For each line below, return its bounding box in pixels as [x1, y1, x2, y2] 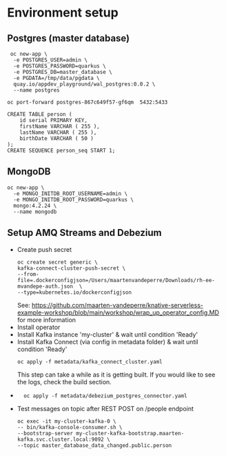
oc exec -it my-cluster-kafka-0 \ [17, 417, 116, 425]
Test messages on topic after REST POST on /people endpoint [17, 404, 194, 413]
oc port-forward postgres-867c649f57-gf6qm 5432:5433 [7, 99, 168, 106]
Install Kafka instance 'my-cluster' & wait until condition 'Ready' [17, 330, 198, 339]
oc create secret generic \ [17, 259, 98, 266]
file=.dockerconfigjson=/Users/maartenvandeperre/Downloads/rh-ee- [17, 277, 215, 284]
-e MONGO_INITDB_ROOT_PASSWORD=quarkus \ [13, 196, 134, 203]
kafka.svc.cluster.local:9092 [17, 436, 105, 443]
